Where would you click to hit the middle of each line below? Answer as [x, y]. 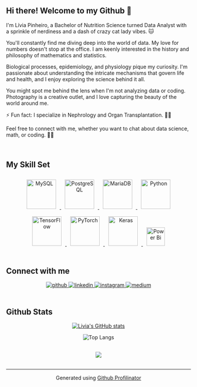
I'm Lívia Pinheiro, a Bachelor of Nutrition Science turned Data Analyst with [96, 25]
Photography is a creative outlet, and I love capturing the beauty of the [91, 97]
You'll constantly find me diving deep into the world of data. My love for [92, 42]
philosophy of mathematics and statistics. [56, 55]
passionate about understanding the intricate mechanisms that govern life [95, 73]
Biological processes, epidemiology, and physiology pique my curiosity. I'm [97, 67]
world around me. [27, 103]
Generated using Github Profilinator [98, 378]
